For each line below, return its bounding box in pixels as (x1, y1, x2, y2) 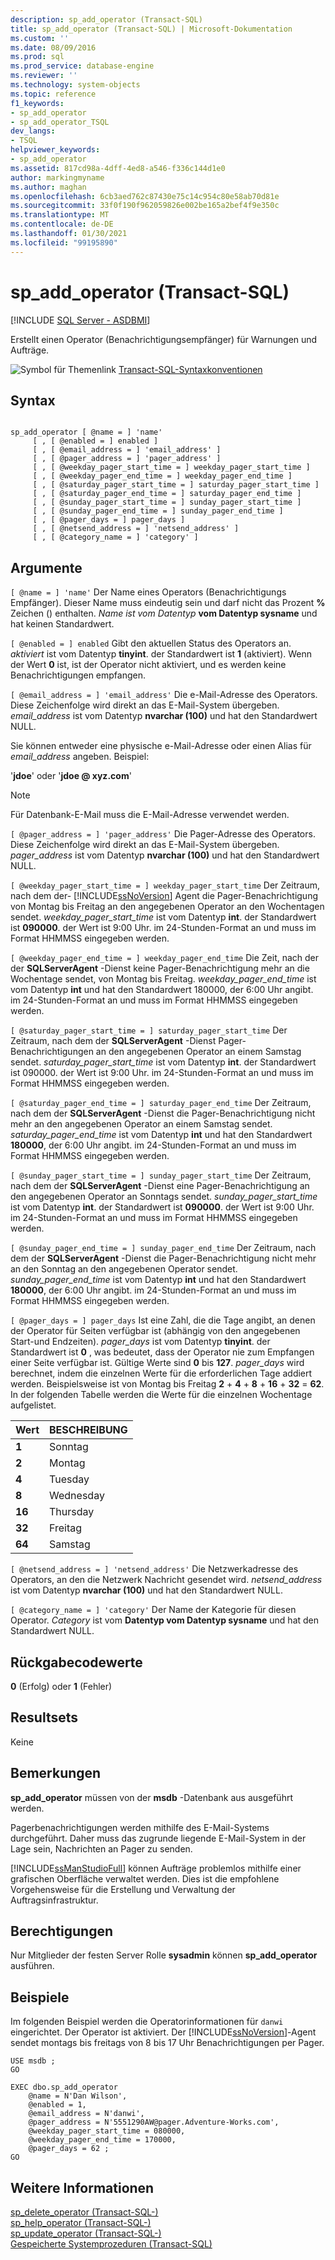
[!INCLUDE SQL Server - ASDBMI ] (10, 314, 151, 326)
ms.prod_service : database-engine (10, 61, 155, 71)
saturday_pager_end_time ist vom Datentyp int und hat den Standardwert (10, 1129, 313, 1141)
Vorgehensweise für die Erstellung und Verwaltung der (10, 1883, 236, 1895)
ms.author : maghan (10, 182, 87, 192)
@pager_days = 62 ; (28, 2144, 110, 2154)
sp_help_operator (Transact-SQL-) (10, 2217, 152, 2229)
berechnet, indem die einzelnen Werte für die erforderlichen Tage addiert (10, 1367, 313, 1380)
